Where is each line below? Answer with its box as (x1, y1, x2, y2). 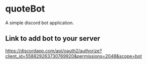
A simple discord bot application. (5, 20, 74, 26)
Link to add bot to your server (5, 34, 100, 43)
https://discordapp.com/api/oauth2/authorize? (5, 47, 102, 53)
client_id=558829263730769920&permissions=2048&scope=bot (5, 53, 142, 59)
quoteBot (5, 3, 45, 15)
